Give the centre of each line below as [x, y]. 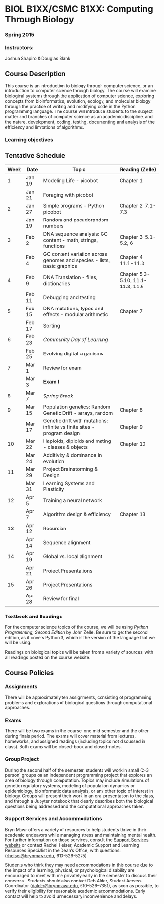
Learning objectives [29, 140]
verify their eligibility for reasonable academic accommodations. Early [75, 891]
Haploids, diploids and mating [77, 441]
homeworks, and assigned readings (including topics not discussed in [75, 741]
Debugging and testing [70, 297]
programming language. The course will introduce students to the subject [79, 111]
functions [54, 246]
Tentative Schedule [35, 156]
